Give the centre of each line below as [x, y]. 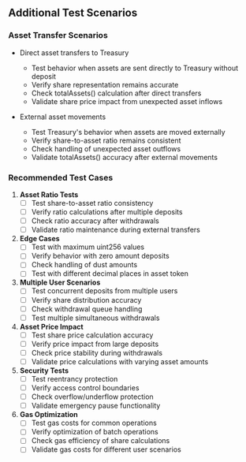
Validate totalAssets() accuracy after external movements [125, 157]
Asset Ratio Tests [49, 194]
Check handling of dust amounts [84, 265]
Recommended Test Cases [61, 177]
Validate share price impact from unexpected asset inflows [127, 101]
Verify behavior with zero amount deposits [100, 256]
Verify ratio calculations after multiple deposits [107, 212]
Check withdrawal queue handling [87, 309]
